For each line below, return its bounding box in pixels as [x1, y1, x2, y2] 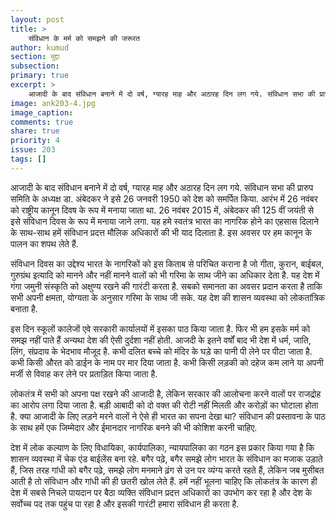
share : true [10, 126, 60, 136]
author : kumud [10, 42, 70, 53]
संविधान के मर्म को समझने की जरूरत [28, 33, 140, 43]
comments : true [10, 117, 74, 127]
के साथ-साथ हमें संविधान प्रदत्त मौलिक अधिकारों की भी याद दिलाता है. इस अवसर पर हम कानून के [10, 226, 313, 238]
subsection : [10, 61, 60, 71]
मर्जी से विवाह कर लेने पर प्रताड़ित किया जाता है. [10, 367, 158, 380]
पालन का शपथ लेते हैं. [10, 237, 79, 250]
